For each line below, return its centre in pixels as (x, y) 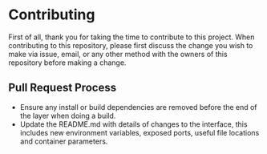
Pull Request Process (63, 88)
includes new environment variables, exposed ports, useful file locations (140, 132)
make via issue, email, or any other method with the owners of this (118, 54)
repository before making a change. (67, 63)
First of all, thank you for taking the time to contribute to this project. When (131, 37)
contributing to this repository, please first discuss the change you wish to (131, 45)
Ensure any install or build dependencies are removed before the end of (139, 107)
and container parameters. (64, 141)
